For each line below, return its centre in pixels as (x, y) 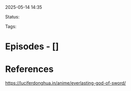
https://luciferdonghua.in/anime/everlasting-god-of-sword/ (65, 83)
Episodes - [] (32, 46)
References (29, 69)
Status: (12, 17)
